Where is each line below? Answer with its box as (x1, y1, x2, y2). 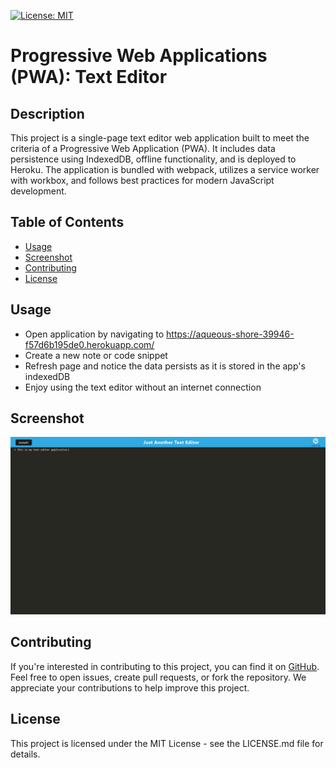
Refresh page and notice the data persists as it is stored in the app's (24, 360, 306, 372)
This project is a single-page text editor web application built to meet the (10, 132, 310, 144)
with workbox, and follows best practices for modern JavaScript (10, 175, 275, 186)
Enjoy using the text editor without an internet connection (24, 381, 262, 393)
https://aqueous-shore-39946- (166, 328, 295, 340)
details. (10, 748, 41, 760)
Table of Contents (10, 214, 125, 231)
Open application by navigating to (24, 328, 165, 340)
